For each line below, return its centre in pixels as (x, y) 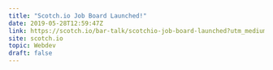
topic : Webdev (32, 46)
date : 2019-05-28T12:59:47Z (56, 23)
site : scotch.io (36, 38)
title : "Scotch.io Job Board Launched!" (78, 16)
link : (17, 31)
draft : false (30, 53)
